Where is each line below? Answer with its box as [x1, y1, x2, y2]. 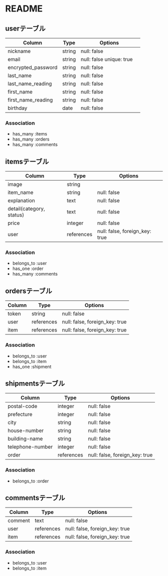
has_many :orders [12, 136, 50, 142]
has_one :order [12, 265, 43, 271]
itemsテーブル [5, 157, 49, 165]
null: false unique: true [80, 56, 133, 62]
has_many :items [12, 131, 47, 137]
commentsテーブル [5, 493, 65, 502]
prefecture [7, 411, 32, 418]
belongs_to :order [12, 478, 49, 484]
